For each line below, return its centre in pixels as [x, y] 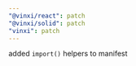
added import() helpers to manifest [68, 54]
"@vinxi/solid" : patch [47, 23]
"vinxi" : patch [34, 31]
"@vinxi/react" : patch [47, 16]
